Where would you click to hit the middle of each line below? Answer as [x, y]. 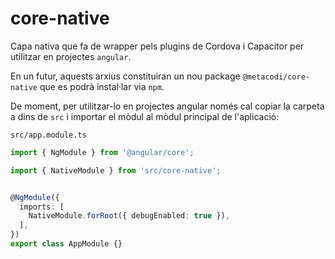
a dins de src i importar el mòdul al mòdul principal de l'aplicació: [145, 116]
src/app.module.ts [48, 135]
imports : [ [42, 207]
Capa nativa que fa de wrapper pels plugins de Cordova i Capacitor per [157, 46]
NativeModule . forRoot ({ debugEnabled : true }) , [129, 216]
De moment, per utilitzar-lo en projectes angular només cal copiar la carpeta [167, 106]
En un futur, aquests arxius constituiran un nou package [125, 76]
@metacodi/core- [276, 77]
